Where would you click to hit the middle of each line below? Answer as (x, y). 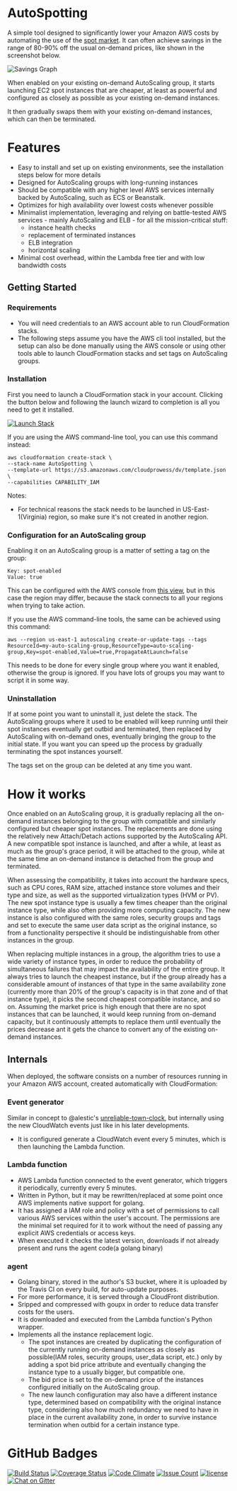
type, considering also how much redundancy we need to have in (123, 1410)
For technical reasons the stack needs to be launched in (99, 509)
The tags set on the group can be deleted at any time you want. (100, 765)
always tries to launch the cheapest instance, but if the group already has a (117, 977)
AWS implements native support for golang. (81, 1203)
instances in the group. (41, 940)
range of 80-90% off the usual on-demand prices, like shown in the (106, 47)
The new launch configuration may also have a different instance (123, 1395)
